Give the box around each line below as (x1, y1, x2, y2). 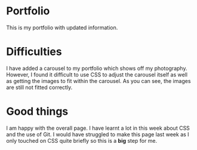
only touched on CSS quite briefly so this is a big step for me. (6, 137, 158, 144)
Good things (6, 105, 69, 118)
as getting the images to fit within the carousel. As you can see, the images (6, 77, 191, 84)
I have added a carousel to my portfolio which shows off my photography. (6, 65, 187, 72)
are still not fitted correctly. (6, 84, 73, 91)
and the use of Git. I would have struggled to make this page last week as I (6, 130, 189, 138)
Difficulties (6, 45, 62, 59)
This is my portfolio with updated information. (6, 24, 118, 31)
